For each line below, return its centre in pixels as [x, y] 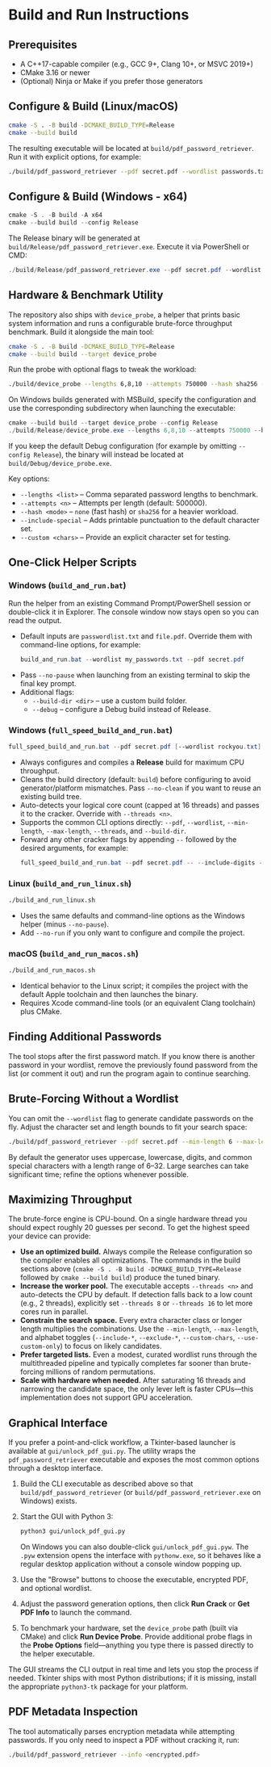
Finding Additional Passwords [85, 1037]
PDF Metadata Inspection [73, 1712]
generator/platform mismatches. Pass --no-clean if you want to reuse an [140, 788]
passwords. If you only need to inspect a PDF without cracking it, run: [124, 1740]
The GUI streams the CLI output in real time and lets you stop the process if [133, 1669]
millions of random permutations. [100, 1372]
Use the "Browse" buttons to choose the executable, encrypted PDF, [134, 1580]
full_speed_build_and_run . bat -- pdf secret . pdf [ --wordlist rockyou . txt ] [135, 747]
